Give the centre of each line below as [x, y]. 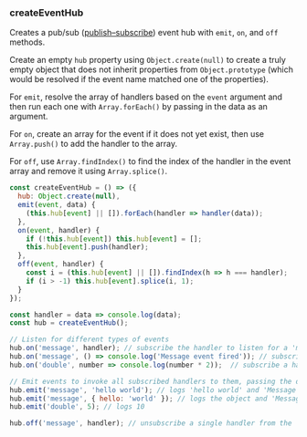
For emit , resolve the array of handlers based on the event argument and [146, 97]
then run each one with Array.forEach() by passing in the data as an [138, 107]
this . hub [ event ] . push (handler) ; [87, 247]
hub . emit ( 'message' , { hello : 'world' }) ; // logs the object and [138, 399]
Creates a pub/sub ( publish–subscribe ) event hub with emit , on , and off [144, 33]
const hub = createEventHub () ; [69, 323]
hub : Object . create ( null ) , [69, 197]
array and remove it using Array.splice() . [89, 172]
